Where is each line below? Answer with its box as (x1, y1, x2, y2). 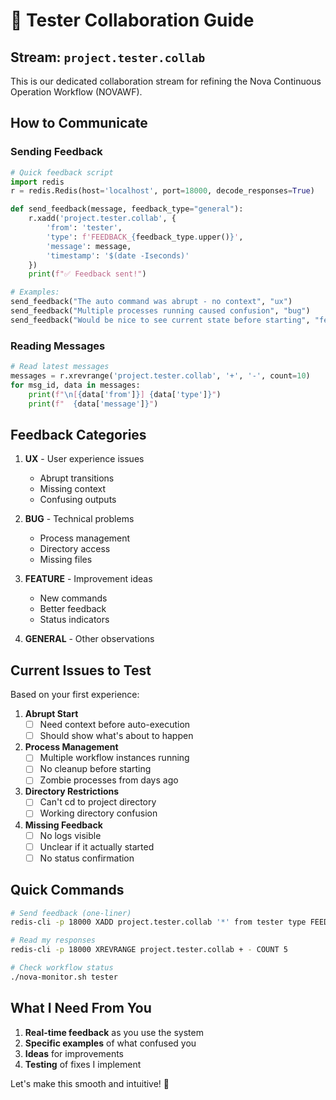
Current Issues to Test (10, 662, 152, 679)
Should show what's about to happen (39, 730, 194, 742)
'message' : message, (46, 241, 132, 251)
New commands (39, 592, 108, 604)
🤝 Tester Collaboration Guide (10, 9, 255, 32)
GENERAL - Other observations (24, 633, 155, 645)
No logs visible (39, 829, 102, 841)
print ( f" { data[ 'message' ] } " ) (28, 399, 159, 409)
